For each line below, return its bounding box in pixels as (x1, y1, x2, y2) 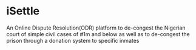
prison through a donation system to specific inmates (6, 37, 140, 44)
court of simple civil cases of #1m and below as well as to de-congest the (6, 30, 190, 37)
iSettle (6, 4, 40, 18)
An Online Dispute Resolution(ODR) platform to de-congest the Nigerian (6, 24, 186, 31)
